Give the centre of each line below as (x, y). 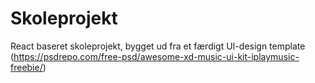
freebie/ (26, 67)
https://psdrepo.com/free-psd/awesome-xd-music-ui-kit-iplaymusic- (156, 56)
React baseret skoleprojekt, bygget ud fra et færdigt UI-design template (158, 46)
